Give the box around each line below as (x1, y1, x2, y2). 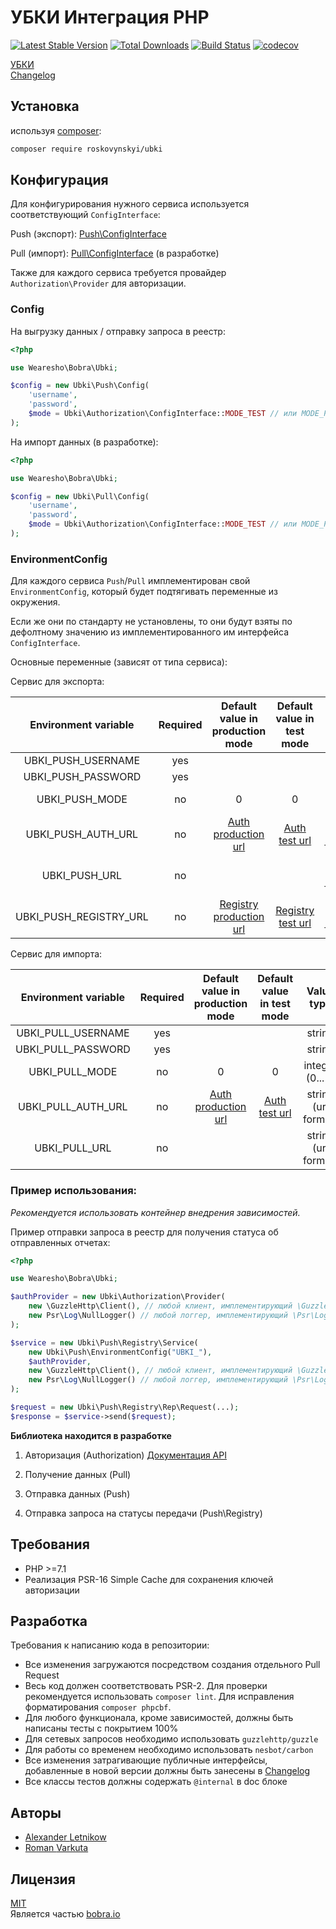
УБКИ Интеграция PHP (10, 6, 210, 29)
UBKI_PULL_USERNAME (16, 1026, 130, 1040)
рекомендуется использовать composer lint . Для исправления (24, 1691, 295, 1703)
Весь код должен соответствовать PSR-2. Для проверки (24, 1680, 268, 1692)
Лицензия (10, 1871, 76, 1888)
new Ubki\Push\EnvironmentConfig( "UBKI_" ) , (28, 1347, 213, 1357)
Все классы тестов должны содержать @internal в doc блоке (24, 1776, 288, 1788)
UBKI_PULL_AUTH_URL (18, 1100, 128, 1114)
